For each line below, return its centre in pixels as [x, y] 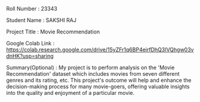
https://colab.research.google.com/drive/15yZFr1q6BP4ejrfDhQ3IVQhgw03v [100, 50]
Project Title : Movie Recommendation [53, 32]
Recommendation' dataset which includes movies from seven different [93, 74]
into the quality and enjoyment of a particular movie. [70, 93]
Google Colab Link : [30, 43]
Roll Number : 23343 [32, 9]
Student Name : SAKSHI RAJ [41, 20]
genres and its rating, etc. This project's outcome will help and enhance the [99, 80]
